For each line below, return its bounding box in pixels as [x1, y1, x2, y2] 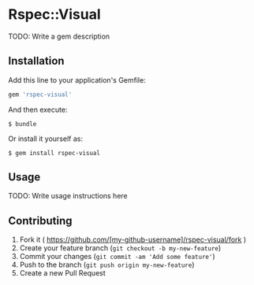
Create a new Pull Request [19, 268, 106, 278]
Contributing [8, 214, 73, 228]
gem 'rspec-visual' [8, 91, 73, 98]
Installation [8, 54, 65, 68]
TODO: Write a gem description [8, 31, 110, 41]
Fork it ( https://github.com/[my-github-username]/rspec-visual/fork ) [19, 235, 247, 245]
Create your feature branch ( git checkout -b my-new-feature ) [19, 243, 222, 253]
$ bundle [8, 120, 37, 128]
